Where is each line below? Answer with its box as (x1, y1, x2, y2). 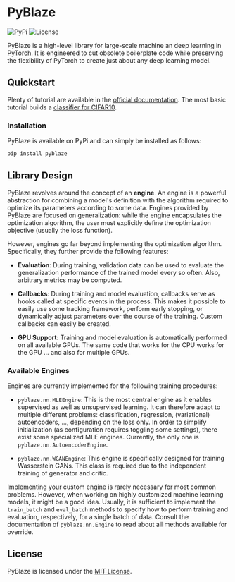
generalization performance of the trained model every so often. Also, (17, 268, 220, 277)
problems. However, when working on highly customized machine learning (7, 490, 224, 499)
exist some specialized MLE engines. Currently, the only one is (17, 433, 199, 442)
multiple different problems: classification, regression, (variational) (17, 411, 210, 419)
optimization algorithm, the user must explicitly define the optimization (7, 218, 211, 226)
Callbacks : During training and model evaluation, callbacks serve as (17, 289, 216, 298)
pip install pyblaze (7, 150, 68, 157)
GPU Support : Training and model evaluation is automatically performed (17, 333, 227, 341)
